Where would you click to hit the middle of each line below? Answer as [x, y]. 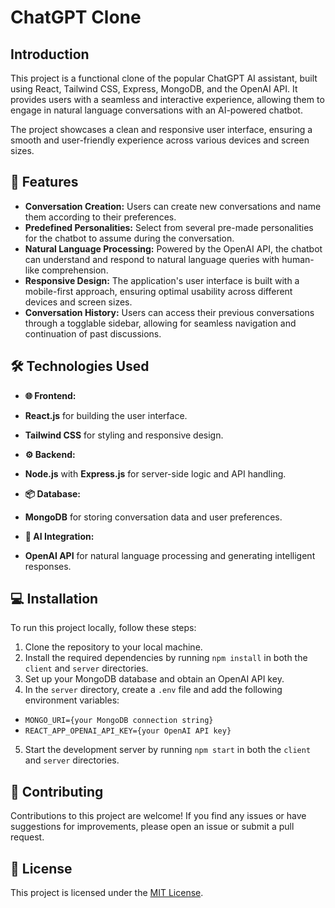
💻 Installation [54, 599]
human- [298, 259]
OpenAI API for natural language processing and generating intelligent [170, 555]
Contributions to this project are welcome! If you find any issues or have [158, 816]
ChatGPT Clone [76, 17]
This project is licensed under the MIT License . [107, 893]
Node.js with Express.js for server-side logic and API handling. [155, 473]
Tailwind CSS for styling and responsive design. [124, 435]
